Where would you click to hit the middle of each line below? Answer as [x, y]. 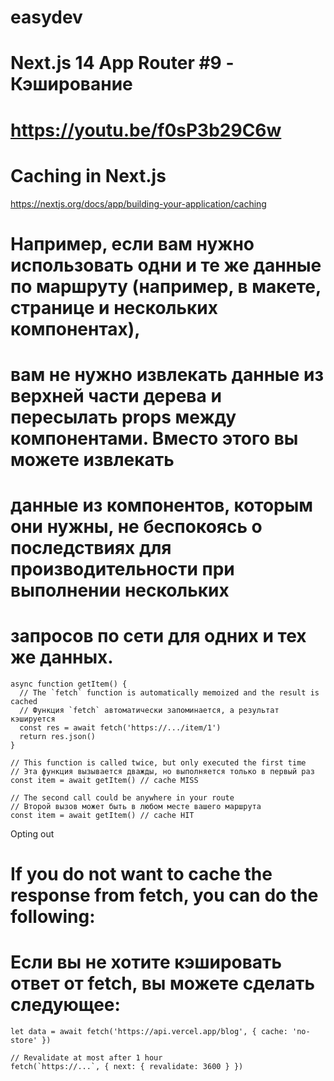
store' [24, 1041]
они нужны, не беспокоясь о [136, 527]
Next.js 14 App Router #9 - [122, 63]
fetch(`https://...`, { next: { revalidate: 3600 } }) [127, 1067]
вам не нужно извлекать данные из [167, 374]
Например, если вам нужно [132, 243]
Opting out [32, 834]
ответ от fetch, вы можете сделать [162, 983]
